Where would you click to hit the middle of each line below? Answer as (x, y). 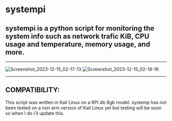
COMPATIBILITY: (33, 90)
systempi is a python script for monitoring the (80, 28)
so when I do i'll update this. (35, 113)
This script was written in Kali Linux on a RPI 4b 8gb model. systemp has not (86, 102)
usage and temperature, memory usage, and (78, 44)
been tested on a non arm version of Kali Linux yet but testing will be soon (83, 108)
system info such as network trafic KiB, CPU (77, 36)
